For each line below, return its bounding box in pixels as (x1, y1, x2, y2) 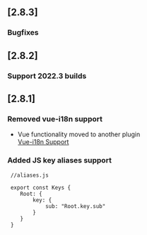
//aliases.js (10, 171, 49, 179)
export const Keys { (10, 184, 71, 191)
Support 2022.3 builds (7, 71, 87, 81)
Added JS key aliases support (7, 155, 112, 165)
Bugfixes (7, 28, 39, 38)
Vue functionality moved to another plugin (17, 130, 141, 138)
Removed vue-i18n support (7, 114, 102, 124)
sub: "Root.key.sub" (45, 202, 106, 209)
